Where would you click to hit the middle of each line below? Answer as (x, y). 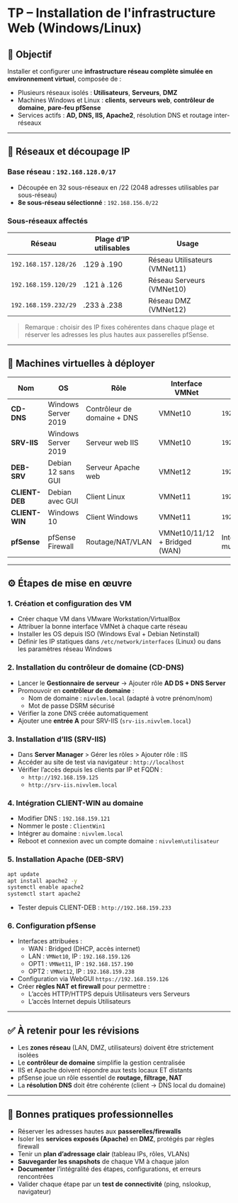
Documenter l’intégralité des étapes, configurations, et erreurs (109, 1169)
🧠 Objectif (30, 54)
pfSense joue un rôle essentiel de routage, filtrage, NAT (100, 1078)
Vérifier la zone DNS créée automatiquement (83, 713)
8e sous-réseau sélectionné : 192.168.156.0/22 (88, 202)
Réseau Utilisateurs (180, 260)
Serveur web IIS (112, 443)
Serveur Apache (113, 467)
